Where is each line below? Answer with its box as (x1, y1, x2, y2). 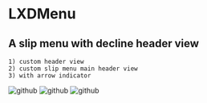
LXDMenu (8, 5, 76, 23)
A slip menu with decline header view (8, 37, 199, 50)
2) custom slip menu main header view (8, 65, 138, 73)
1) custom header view (8, 57, 84, 65)
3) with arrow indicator (8, 72, 91, 80)
